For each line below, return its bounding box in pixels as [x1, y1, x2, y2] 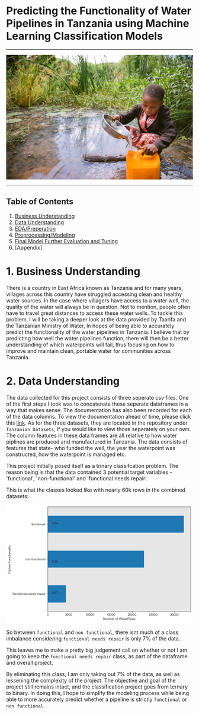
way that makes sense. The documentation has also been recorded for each [6, 406, 192, 413]
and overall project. [6, 659, 53, 667]
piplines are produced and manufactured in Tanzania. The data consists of [6, 438, 188, 445]
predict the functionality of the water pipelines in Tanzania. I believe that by [6, 328, 190, 336]
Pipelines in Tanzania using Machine [6, 17, 190, 30]
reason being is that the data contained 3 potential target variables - [6, 468, 173, 476]
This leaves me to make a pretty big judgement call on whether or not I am [6, 646, 188, 654]
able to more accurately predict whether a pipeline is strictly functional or [6, 696, 188, 703]
